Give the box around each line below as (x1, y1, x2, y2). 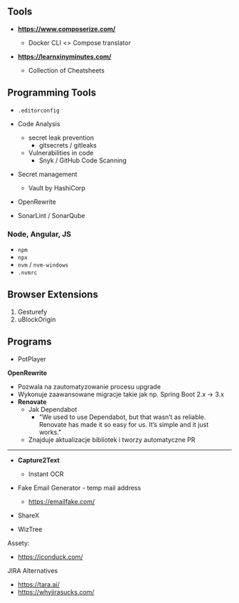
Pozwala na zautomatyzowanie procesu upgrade (17, 382, 161, 391)
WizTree (17, 525, 43, 533)
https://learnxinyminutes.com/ (17, 52, 112, 61)
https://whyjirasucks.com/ (17, 587, 95, 596)
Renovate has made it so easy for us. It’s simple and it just (38, 420, 208, 428)
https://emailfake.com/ (28, 497, 95, 505)
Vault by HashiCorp (28, 183, 85, 192)
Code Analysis (17, 119, 60, 128)
